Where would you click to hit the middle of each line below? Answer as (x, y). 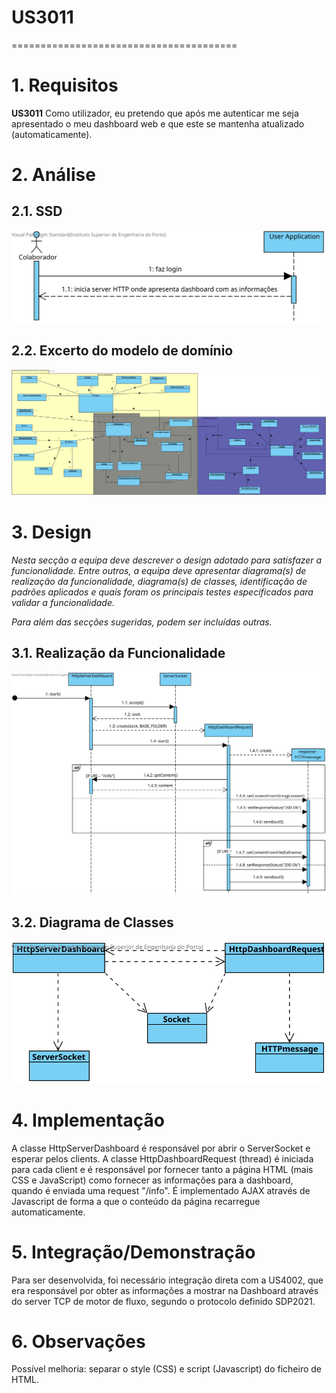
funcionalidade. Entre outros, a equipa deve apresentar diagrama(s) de (159, 571)
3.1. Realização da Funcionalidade (118, 653)
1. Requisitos (65, 85)
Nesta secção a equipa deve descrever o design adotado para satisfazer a (167, 560)
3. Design (51, 532)
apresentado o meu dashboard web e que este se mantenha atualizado (158, 123)
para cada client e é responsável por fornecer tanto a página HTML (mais (162, 1169)
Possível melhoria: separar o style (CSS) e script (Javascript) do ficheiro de (167, 1369)
